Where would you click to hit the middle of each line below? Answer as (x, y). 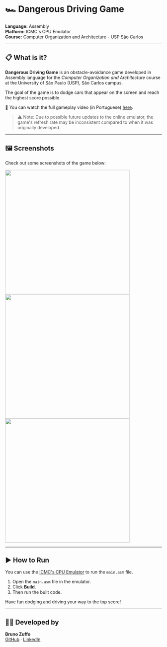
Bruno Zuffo (18, 634)
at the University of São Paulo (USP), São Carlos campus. (64, 82)
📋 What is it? (26, 58)
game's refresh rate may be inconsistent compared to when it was (85, 122)
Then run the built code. (37, 592)
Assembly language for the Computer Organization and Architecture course (83, 78)
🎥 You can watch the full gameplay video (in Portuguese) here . (69, 107)
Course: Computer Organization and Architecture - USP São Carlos (74, 37)
